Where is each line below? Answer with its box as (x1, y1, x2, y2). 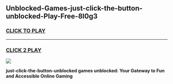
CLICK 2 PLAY (6, 46, 42, 53)
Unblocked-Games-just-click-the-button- (6, 4, 143, 13)
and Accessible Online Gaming (6, 73, 73, 79)
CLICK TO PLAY (6, 27, 46, 35)
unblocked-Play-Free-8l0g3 (6, 12, 98, 21)
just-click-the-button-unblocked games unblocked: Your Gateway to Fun (6, 67, 165, 73)
